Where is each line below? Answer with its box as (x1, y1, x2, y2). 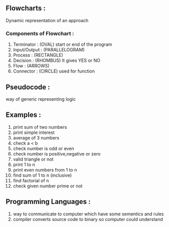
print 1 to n (13, 161, 35, 168)
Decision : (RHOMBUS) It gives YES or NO (13, 57, 100, 63)
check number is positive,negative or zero (13, 150, 101, 157)
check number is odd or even (13, 145, 75, 152)
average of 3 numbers (13, 134, 60, 140)
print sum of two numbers (13, 124, 67, 130)
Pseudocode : (6, 83, 50, 91)
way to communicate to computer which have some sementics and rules (13, 211, 164, 217)
